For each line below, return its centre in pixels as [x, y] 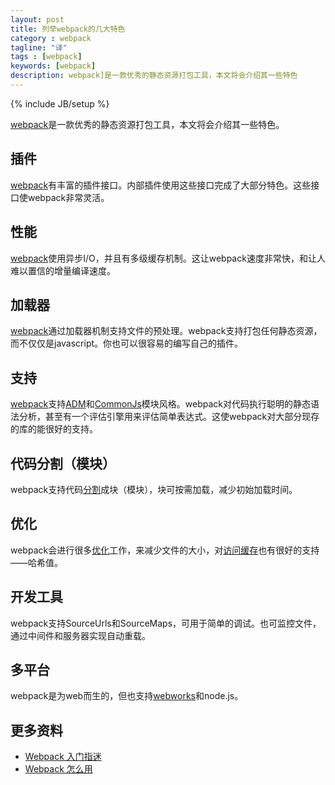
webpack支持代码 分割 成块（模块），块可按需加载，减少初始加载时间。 [154, 489]
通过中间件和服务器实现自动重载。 [80, 635]
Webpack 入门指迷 [63, 757]
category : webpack [51, 38]
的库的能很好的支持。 [54, 429]
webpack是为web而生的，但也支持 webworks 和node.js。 [127, 696]
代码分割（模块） [63, 463]
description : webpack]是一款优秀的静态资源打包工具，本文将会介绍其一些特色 [154, 76]
